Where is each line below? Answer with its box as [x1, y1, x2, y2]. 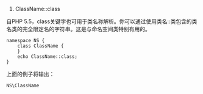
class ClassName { [17, 43, 64, 49]
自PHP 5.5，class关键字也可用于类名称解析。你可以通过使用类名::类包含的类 [6, 18, 198, 25]
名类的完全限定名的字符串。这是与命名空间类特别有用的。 [6, 26, 151, 32]
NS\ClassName [6, 82, 40, 89]
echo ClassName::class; [17, 54, 78, 60]
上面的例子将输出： [6, 70, 55, 78]
